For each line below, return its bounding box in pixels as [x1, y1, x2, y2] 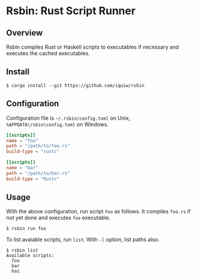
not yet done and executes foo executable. [6, 214, 111, 222]
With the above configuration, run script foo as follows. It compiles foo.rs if [6, 208, 191, 215]
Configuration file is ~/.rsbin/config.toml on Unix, [6, 114, 131, 121]
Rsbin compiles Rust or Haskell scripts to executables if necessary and [6, 43, 179, 50]
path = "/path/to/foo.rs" [6, 143, 70, 149]
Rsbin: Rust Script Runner [6, 4, 136, 18]
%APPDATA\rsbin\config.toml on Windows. [6, 120, 109, 128]
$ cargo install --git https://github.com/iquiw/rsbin [6, 82, 145, 88]
